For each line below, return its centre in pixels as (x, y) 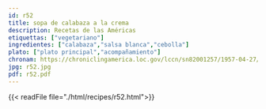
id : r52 (21, 15)
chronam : (23, 60)
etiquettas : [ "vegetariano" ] (56, 38)
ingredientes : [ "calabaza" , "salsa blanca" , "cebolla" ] (99, 45)
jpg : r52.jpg (30, 67)
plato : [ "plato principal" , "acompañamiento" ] (84, 52)
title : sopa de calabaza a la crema (68, 23)
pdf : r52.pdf (30, 74)
